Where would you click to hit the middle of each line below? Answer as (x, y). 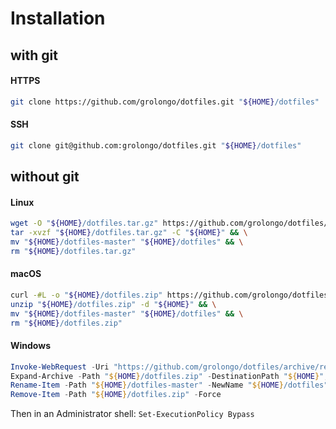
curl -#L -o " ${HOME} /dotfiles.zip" (86, 295)
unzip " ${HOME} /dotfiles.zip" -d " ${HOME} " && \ (113, 304)
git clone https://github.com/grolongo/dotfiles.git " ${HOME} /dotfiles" (165, 102)
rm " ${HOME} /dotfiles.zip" (66, 323)
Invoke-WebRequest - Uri (60, 367)
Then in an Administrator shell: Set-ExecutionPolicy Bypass (132, 414)
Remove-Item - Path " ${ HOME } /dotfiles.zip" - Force (116, 395)
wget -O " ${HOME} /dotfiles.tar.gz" (84, 223)
